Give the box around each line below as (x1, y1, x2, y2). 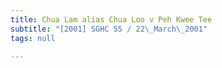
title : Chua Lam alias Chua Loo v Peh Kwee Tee (10, 14, 213, 25)
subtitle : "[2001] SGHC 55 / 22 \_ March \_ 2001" (10, 24, 208, 34)
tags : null (10, 33, 56, 43)
